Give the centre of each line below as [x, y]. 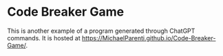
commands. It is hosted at [44, 38]
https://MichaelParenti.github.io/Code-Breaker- [149, 38]
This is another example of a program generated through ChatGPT [101, 31]
